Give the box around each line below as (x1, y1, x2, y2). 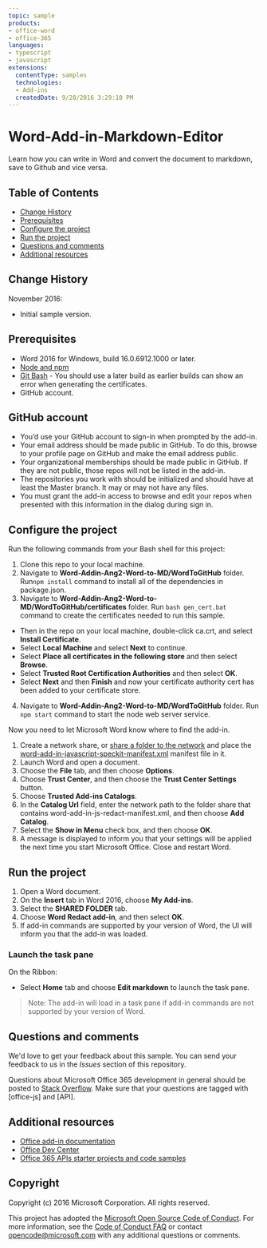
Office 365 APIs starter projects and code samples (19, 1153, 187, 1163)
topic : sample (8, 11, 56, 20)
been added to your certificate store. (19, 686, 141, 695)
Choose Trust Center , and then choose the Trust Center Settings (19, 774, 237, 784)
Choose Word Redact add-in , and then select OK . (19, 912, 185, 922)
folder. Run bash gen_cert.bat (128, 602, 227, 612)
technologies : (15, 78, 62, 86)
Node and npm (19, 362, 69, 372)
